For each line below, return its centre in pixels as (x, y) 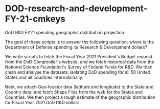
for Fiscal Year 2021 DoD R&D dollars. (43, 102)
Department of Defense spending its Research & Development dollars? (76, 47)
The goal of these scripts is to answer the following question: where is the (80, 42)
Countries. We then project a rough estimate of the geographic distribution (80, 97)
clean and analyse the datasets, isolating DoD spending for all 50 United (78, 72)
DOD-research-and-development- (76, 9)
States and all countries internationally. (44, 77)
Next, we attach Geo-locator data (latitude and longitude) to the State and (79, 87)
